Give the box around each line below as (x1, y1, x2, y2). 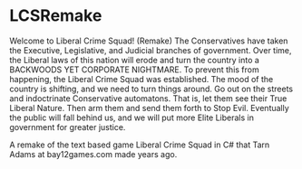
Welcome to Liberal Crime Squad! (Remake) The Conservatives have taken (9, 35, 288, 46)
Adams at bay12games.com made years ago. (9, 148, 178, 159)
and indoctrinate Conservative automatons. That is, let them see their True (9, 92, 287, 104)
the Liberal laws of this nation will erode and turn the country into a (9, 54, 260, 65)
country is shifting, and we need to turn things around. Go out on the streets (9, 83, 293, 94)
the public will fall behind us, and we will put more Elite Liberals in (9, 112, 254, 123)
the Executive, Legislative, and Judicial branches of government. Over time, (9, 44, 292, 55)
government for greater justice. (9, 121, 126, 132)
